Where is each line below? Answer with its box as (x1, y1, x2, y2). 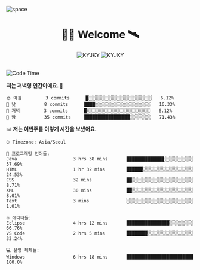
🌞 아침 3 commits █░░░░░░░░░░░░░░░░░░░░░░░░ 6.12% (6, 95, 174, 101)
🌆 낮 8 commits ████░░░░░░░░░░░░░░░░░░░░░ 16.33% (6, 101, 176, 107)
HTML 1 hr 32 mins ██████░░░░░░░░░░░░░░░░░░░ (6, 166, 194, 172)
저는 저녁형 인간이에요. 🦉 (6, 81, 64, 89)
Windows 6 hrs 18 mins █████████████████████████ (6, 254, 194, 260)
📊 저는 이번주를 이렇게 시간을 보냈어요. (6, 125, 97, 132)
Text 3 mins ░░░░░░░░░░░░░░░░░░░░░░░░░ (6, 198, 194, 204)
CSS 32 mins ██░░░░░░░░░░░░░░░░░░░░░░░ (6, 177, 194, 183)
